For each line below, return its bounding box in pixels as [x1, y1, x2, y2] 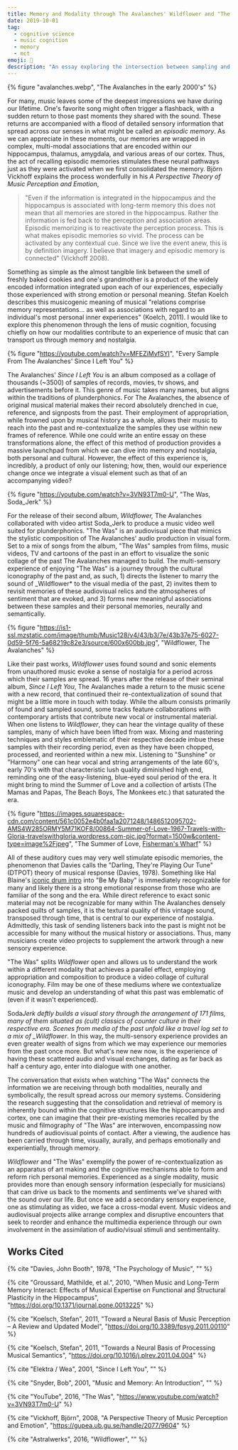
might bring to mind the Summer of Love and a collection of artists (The [7, 780, 217, 789]
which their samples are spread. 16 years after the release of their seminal [7, 674, 224, 683]
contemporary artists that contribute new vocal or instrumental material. [7, 712, 218, 721]
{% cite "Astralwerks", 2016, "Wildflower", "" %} [7, 1435, 148, 1444]
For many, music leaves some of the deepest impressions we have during [7, 97, 222, 105]
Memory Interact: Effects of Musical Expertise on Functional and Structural [7, 1286, 226, 1294]
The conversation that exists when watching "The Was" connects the [7, 1076, 210, 1084]
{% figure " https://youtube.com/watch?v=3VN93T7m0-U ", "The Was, [7, 489, 211, 498]
